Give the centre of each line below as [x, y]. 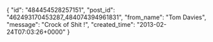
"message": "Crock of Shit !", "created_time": [71, 24]
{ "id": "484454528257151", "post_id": [61, 10]
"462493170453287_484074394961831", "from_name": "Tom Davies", [106, 17]
